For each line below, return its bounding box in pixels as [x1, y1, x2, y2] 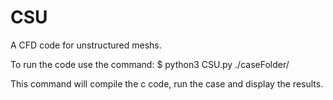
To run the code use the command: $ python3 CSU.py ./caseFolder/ [10, 58, 290, 70]
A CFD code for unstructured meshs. [10, 39, 162, 51]
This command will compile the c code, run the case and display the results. [10, 77, 324, 90]
